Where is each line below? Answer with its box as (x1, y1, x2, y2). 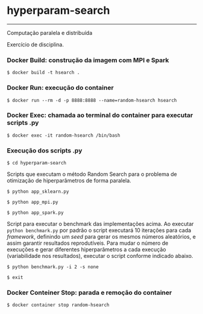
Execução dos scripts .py (7, 146, 83, 154)
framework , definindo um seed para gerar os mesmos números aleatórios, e (7, 233, 196, 240)
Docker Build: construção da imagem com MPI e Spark (7, 55, 169, 64)
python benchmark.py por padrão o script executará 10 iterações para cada (7, 227, 192, 234)
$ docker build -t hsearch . (7, 70, 80, 76)
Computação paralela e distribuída (7, 29, 93, 36)
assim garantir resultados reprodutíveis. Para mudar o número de (7, 239, 169, 247)
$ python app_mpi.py (7, 199, 59, 206)
